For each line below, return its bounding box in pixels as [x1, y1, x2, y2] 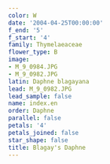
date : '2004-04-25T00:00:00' [8, 19, 104, 27]
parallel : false [8, 114, 61, 122]
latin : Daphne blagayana [8, 77, 90, 85]
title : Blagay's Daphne [8, 143, 86, 151]
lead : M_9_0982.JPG [8, 84, 72, 93]
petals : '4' [8, 121, 47, 129]
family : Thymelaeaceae [8, 41, 82, 49]
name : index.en [8, 99, 58, 107]
